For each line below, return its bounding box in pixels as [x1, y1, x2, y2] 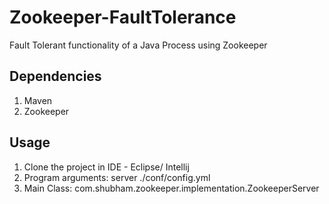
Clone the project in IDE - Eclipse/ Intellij [23, 161, 190, 173]
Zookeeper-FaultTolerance [9, 6, 237, 29]
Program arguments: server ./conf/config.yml [23, 171, 211, 183]
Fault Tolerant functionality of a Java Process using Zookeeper [9, 39, 268, 51]
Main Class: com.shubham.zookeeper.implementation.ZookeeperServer [23, 182, 320, 194]
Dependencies [9, 68, 102, 85]
